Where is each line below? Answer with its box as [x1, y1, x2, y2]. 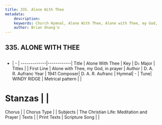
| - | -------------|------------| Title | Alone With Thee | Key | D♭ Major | [12, 60, 155, 66]
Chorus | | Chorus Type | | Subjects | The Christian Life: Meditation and [5, 109, 147, 115]
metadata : [5, 12, 25, 17]
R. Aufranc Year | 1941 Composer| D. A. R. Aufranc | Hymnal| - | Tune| [12, 71, 152, 76]
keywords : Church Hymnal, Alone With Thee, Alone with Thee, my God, [14, 20, 158, 26]
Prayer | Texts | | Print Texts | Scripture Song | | [5, 114, 100, 120]
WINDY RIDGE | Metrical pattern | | [12, 76, 82, 82]
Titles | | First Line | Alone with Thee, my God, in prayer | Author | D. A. [12, 65, 154, 71]
